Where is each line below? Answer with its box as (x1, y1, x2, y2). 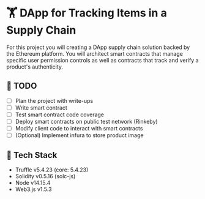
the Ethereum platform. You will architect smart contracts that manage (6, 50, 184, 57)
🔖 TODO (6, 81, 37, 91)
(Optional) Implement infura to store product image (15, 132, 144, 139)
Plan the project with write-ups (15, 97, 94, 104)
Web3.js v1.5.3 (15, 186, 52, 193)
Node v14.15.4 (15, 179, 51, 186)
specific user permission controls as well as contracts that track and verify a (6, 56, 199, 64)
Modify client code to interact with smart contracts (15, 125, 143, 132)
